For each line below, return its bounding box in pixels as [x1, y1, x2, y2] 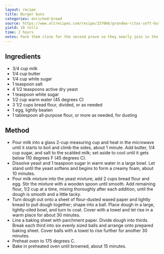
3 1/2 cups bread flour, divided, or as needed [12, 102, 102, 107]
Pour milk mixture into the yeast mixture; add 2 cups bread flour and [12, 175, 150, 181]
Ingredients [5, 52, 41, 61]
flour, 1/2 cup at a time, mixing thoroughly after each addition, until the [12, 186, 154, 192]
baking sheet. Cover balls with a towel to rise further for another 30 [12, 228, 148, 233]
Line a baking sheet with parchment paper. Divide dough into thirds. [12, 217, 149, 223]
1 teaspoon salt [12, 81, 43, 87]
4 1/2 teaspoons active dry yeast [12, 86, 78, 92]
